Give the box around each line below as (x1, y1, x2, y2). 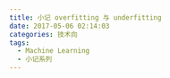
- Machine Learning (17, 47, 90, 56)
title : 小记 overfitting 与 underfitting (9, 13, 162, 22)
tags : (9, 38, 30, 48)
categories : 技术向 (9, 30, 78, 39)
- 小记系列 (17, 55, 53, 64)
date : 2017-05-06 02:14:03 (9, 22, 110, 30)
